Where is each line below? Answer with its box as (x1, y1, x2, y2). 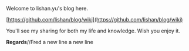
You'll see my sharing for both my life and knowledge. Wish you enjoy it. (6, 27, 181, 34)
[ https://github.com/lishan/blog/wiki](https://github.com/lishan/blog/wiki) (6, 16, 183, 23)
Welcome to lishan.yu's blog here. (6, 5, 89, 12)
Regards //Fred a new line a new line (6, 39, 94, 45)
